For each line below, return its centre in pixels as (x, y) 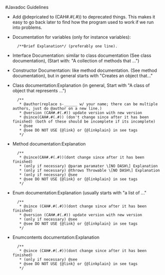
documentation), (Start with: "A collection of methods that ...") (76, 61)
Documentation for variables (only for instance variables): (72, 37)
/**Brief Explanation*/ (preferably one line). (68, 46)
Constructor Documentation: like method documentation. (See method (84, 70)
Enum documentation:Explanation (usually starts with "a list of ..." (80, 193)
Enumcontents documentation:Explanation (56, 237)
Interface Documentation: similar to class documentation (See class (82, 55)
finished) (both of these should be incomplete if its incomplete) (84, 122)
